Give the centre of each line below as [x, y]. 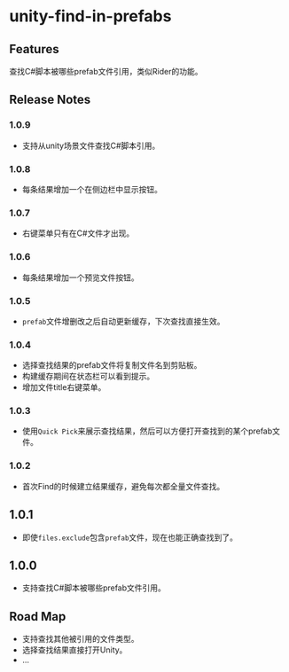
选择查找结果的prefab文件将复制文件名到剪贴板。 [112, 365]
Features [34, 49]
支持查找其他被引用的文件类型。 [80, 639]
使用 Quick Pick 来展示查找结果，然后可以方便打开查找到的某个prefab [147, 431]
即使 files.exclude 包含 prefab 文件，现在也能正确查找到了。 [129, 537]
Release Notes [50, 100]
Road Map [38, 617]
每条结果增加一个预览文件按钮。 [80, 277]
